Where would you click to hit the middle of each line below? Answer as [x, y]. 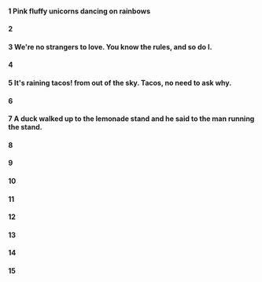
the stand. [25, 127]
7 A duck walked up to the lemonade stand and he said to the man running [131, 119]
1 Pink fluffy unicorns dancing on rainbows [79, 11]
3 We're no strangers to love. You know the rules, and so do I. [110, 46]
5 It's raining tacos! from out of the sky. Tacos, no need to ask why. [120, 82]
